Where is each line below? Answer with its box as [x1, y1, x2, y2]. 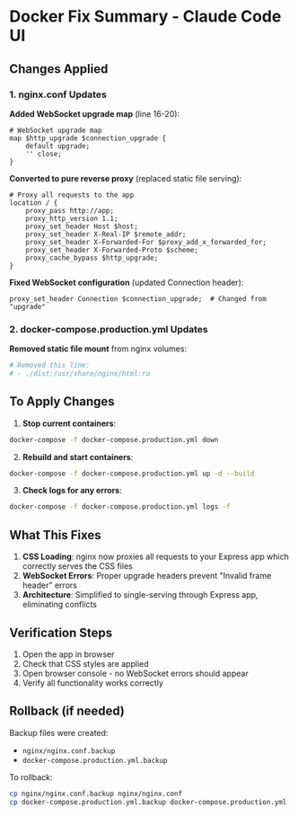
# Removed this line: [9, 361, 91, 370]
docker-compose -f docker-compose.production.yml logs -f [9, 502, 231, 511]
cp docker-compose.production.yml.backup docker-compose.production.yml [9, 797, 287, 806]
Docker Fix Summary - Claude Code [9, 6, 282, 27]
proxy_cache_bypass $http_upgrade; [25, 253, 159, 262]
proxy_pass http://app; [25, 206, 115, 215]
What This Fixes [9, 528, 101, 543]
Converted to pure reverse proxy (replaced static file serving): [9, 173, 242, 183]
